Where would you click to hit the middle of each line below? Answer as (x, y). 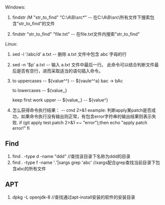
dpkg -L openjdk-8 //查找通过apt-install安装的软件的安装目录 (74, 197)
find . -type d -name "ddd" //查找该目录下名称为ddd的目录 (71, 156)
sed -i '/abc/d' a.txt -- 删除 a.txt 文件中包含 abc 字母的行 (69, 54)
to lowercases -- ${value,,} (40, 90)
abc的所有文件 (31, 168)
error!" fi (21, 128)
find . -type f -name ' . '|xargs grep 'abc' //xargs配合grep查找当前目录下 (84, 162)
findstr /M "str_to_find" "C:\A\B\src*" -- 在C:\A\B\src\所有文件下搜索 (81, 17)
